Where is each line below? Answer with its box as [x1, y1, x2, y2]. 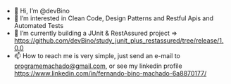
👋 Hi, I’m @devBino [13, 7, 70, 15]
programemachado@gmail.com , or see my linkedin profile [13, 62, 182, 70]
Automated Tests [13, 22, 64, 29]
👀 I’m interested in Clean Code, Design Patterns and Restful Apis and [13, 14, 213, 22]
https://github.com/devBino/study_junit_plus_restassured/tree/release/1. [13, 36, 224, 45]
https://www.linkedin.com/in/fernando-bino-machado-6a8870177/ [13, 69, 207, 77]
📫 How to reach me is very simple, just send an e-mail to [13, 52, 181, 59]
